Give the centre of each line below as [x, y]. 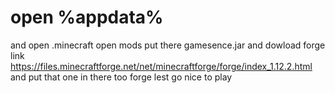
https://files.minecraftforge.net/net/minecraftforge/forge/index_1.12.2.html [161, 66]
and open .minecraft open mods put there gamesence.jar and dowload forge [168, 45]
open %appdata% [87, 17]
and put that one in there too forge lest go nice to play [121, 77]
